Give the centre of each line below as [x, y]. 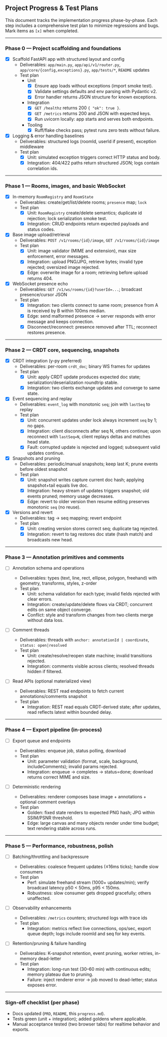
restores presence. [46, 332]
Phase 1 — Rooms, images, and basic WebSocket [65, 186]
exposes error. [42, 985]
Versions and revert [33, 512]
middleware [32, 147]
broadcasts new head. [50, 539]
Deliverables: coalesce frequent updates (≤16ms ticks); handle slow [89, 866]
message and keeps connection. [61, 321]
